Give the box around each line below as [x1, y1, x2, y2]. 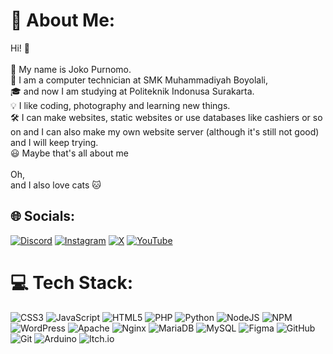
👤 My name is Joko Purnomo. [10, 63, 132, 75]
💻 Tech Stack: [10, 271, 134, 294]
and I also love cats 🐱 [10, 179, 102, 191]
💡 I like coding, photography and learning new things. [10, 99, 231, 111]
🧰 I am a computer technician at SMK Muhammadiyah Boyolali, [10, 74, 268, 86]
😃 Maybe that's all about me [10, 147, 129, 159]
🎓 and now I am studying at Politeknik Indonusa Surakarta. [10, 85, 255, 97]
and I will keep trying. [10, 136, 99, 148]
